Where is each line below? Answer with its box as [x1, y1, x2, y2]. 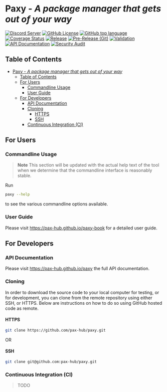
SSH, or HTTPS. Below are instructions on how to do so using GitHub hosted [5, 300, 163, 306]
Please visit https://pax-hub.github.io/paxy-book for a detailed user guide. [5, 225, 158, 231]
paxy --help [5, 192, 30, 197]
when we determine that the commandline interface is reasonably [17, 168, 153, 174]
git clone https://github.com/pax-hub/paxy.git [5, 328, 106, 333]
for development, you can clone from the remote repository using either [5, 295, 153, 301]
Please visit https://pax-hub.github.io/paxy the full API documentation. [5, 265, 150, 272]
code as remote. [5, 305, 39, 311]
